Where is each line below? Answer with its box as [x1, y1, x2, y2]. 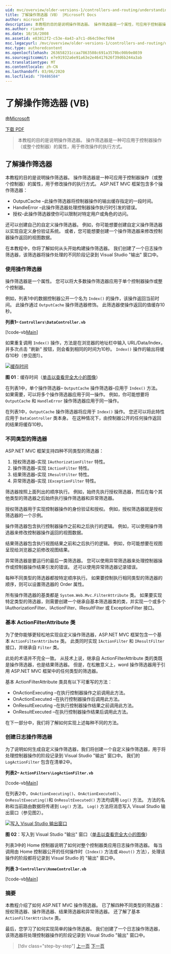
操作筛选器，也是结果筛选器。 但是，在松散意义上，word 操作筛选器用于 [9, 662, 161, 668]
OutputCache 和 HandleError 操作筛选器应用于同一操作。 [5, 398, 122, 404]
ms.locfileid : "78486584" [5, 74, 60, 79]
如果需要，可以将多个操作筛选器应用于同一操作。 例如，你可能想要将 [5, 391, 149, 397]
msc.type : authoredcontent [5, 45, 63, 51]
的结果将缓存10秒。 [5, 421, 46, 427]
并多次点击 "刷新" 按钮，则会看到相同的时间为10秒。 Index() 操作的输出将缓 [5, 346, 164, 352]
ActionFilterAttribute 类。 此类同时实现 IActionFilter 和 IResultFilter [11, 638, 165, 644]
